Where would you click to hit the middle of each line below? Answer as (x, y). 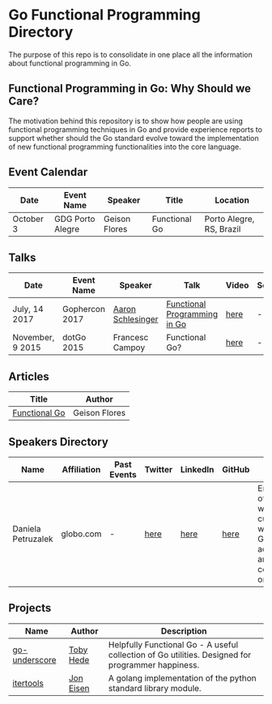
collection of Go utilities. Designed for (180, 655)
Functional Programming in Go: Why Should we (130, 89)
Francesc (131, 338)
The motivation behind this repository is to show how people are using (125, 121)
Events (123, 474)
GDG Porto (74, 219)
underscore (34, 659)
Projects (30, 608)
